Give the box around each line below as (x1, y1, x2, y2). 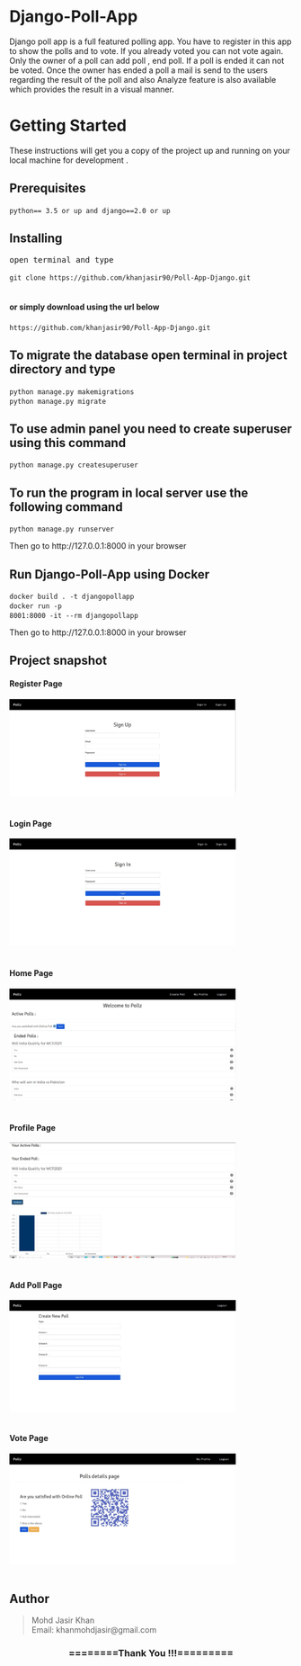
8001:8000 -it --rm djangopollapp (9, 611, 139, 620)
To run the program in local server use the (9, 485, 249, 500)
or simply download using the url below (9, 301, 160, 312)
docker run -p (9, 601, 63, 611)
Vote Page (9, 1433, 49, 1444)
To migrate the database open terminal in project (9, 348, 288, 363)
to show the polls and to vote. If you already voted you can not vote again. (9, 45, 284, 56)
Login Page (9, 818, 52, 829)
